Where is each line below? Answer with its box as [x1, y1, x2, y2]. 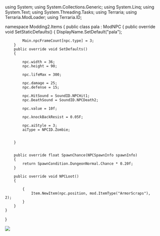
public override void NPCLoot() [14, 174, 79, 179]
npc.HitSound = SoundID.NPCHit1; [22, 94, 90, 98]
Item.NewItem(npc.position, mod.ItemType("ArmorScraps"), [31, 191, 151, 196]
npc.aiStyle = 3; [22, 123, 57, 128]
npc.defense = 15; [22, 85, 60, 90]
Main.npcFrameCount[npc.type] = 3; [22, 38, 95, 43]
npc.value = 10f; [22, 106, 57, 111]
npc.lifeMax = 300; [22, 72, 62, 77]
